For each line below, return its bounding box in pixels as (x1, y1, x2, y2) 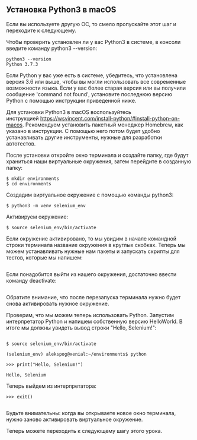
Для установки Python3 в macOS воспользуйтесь (6, 108, 132, 115)
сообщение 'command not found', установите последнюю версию (6, 90, 173, 97)
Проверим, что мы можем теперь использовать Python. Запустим (6, 311, 175, 318)
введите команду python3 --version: (6, 45, 98, 52)
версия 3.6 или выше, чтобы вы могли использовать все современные (6, 78, 186, 85)
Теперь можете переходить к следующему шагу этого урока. (6, 427, 163, 434)
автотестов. (6, 140, 36, 147)
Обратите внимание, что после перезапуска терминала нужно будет (6, 293, 181, 300)
